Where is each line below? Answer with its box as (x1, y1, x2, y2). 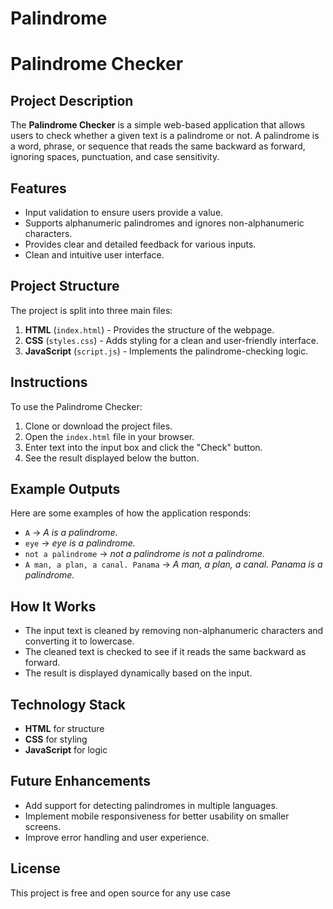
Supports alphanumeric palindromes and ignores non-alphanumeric (24, 217, 305, 229)
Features (10, 180, 67, 197)
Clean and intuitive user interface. (24, 249, 165, 261)
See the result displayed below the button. (24, 452, 200, 464)
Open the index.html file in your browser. (24, 430, 195, 442)
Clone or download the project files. (24, 420, 173, 432)
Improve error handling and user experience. (24, 831, 210, 843)
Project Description (10, 92, 134, 109)
